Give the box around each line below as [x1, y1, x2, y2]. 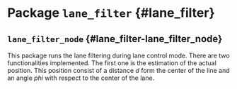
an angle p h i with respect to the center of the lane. [7, 74, 155, 82]
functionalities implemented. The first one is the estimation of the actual [7, 59, 217, 67]
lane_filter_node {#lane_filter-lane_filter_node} [7, 33, 223, 45]
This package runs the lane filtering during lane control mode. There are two [7, 51, 230, 60]
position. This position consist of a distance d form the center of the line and [7, 67, 230, 74]
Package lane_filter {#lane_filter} [7, 5, 215, 21]
